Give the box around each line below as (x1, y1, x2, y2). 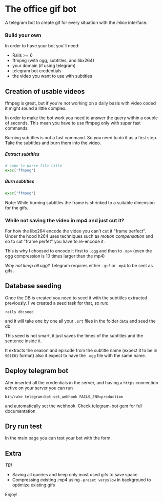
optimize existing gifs (12, 482, 55, 488)
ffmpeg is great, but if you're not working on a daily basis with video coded (5, 100, 156, 106)
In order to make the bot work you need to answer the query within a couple (5, 115, 158, 121)
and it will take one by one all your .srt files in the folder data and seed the (5, 318, 156, 324)
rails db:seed (5, 309, 34, 314)
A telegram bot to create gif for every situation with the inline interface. (5, 20, 148, 25)
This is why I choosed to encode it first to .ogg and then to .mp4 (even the (5, 248, 152, 253)
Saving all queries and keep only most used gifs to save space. (12, 472, 139, 478)
